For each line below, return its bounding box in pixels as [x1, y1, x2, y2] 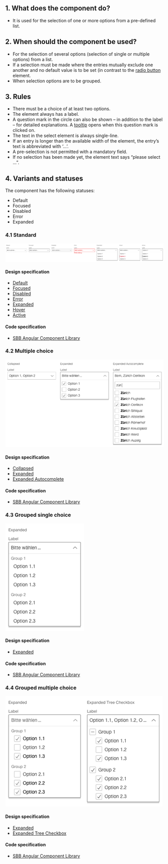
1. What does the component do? [5, 4, 111, 13]
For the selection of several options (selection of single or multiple [12, 51, 150, 57]
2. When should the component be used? [5, 37, 137, 46]
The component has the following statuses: [5, 188, 95, 194]
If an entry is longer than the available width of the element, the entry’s [12, 138, 159, 144]
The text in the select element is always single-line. [12, 132, 119, 139]
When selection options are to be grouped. [12, 78, 102, 84]
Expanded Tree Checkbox [12, 830, 67, 836]
